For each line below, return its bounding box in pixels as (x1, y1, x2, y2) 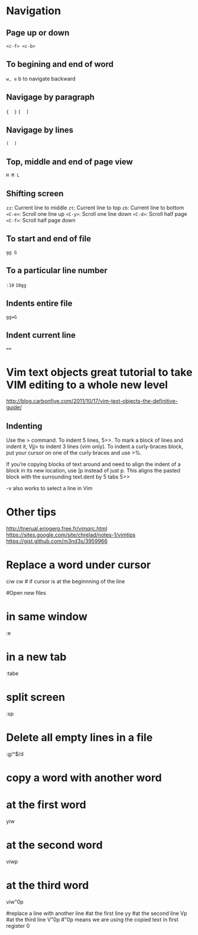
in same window (6, 610, 87, 623)
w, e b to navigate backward (6, 75, 76, 82)
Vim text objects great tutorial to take (6, 365, 193, 379)
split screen (6, 691, 66, 704)
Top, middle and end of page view (6, 157, 133, 167)
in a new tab (6, 651, 67, 664)
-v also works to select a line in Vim (6, 485, 93, 492)
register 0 (6, 922, 30, 929)
